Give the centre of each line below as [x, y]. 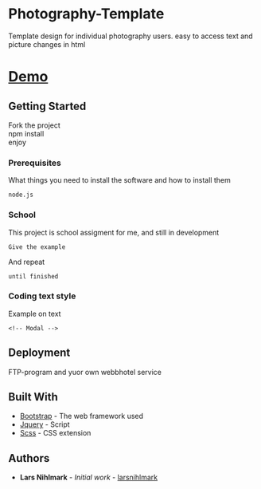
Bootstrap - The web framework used [82, 416]
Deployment [39, 353]
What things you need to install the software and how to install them [119, 180]
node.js [21, 195]
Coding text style [42, 296]
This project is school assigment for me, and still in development [114, 232]
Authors [29, 458]
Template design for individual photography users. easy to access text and [130, 36]
